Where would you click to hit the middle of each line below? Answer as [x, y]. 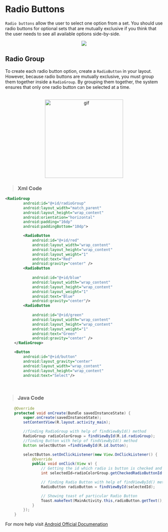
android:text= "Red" [52, 259]
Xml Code [30, 188]
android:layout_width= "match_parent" [62, 208]
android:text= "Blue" [53, 296]
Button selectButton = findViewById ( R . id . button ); [76, 445]
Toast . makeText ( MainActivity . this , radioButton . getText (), [102, 500]
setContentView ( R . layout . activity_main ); [67, 423]
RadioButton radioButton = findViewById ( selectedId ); [98, 487]
